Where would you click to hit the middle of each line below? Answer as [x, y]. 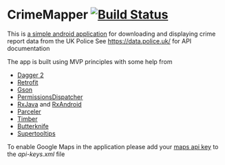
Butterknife [33, 126]
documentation [29, 48]
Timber [27, 119]
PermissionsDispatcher [50, 97]
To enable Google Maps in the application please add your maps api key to [113, 146]
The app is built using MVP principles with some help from [90, 61]
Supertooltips [36, 133]
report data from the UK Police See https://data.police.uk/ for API [99, 41]
